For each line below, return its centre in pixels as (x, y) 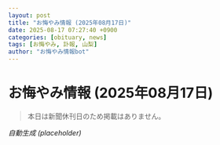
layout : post (29, 15)
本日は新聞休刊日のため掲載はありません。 (96, 116)
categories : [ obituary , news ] (58, 37)
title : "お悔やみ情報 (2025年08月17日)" (70, 23)
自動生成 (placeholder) (45, 132)
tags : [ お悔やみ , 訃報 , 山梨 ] (53, 45)
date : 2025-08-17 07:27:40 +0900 (63, 30)
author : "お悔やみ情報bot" (49, 52)
